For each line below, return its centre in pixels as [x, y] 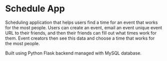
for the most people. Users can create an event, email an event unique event [84, 27]
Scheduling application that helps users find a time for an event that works [82, 22]
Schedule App [35, 9]
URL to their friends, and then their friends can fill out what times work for [81, 33]
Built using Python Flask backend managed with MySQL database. [74, 53]
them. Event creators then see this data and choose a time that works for [80, 38]
